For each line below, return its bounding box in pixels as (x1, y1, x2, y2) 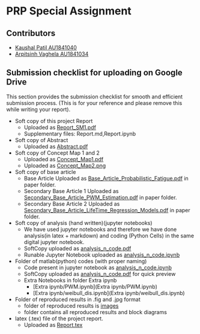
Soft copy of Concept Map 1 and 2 (14, 149, 100, 157)
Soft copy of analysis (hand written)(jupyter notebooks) (14, 219, 153, 226)
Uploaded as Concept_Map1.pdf (23, 155, 104, 163)
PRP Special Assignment (6, 4, 132, 18)
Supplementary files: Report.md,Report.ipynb (23, 130, 136, 137)
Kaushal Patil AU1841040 (14, 44, 77, 51)
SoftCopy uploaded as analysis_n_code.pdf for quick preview (23, 270, 176, 277)
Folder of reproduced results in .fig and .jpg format (14, 296, 141, 303)
